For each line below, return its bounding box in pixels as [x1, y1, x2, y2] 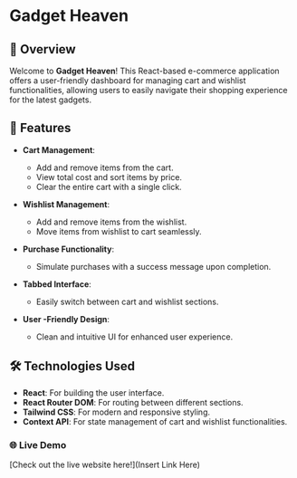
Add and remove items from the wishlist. [35, 216, 187, 227]
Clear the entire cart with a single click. [35, 181, 183, 192]
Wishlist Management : [22, 198, 110, 209]
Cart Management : [22, 144, 95, 155]
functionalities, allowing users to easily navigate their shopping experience [9, 85, 288, 95]
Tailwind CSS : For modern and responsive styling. [22, 406, 211, 417]
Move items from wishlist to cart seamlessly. [35, 225, 202, 236]
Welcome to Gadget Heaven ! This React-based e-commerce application [9, 65, 280, 76]
